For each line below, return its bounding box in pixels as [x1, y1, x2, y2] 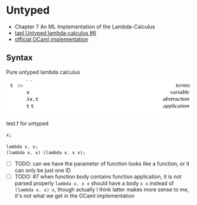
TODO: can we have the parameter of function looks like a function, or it [14, 160, 190, 167]
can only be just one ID [14, 167, 71, 174]
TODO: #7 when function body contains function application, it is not [14, 173, 182, 180]
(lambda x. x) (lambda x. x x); [6, 149, 86, 155]
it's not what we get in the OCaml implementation [14, 192, 134, 199]
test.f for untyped [6, 119, 49, 127]
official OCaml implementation [14, 35, 88, 43]
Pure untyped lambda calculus [6, 69, 81, 76]
